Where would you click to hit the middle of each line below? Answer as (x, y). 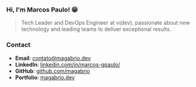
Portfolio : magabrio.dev (45, 77)
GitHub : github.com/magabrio (53, 71)
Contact (18, 45)
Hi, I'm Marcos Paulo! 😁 (42, 10)
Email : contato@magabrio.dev (53, 58)
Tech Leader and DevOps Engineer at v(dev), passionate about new (106, 23)
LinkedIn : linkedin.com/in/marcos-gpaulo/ (67, 64)
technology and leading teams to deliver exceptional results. (96, 29)
